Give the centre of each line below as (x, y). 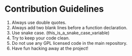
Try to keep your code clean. (41, 38)
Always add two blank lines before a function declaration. (69, 27)
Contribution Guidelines (54, 9)
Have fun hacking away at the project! (50, 48)
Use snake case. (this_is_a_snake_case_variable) (60, 33)
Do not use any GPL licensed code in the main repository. (69, 43)
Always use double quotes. (39, 22)
